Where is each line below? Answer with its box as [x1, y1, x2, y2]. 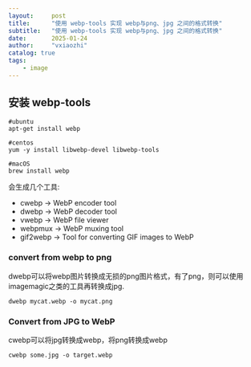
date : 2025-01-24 [8, 34, 88, 43]
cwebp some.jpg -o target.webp [8, 351, 113, 360]
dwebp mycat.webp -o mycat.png [8, 297, 113, 305]
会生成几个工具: [8, 181, 60, 191]
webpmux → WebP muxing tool [19, 223, 124, 233]
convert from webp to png [8, 252, 112, 263]
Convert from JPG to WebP [8, 316, 115, 327]
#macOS [8, 160, 30, 168]
